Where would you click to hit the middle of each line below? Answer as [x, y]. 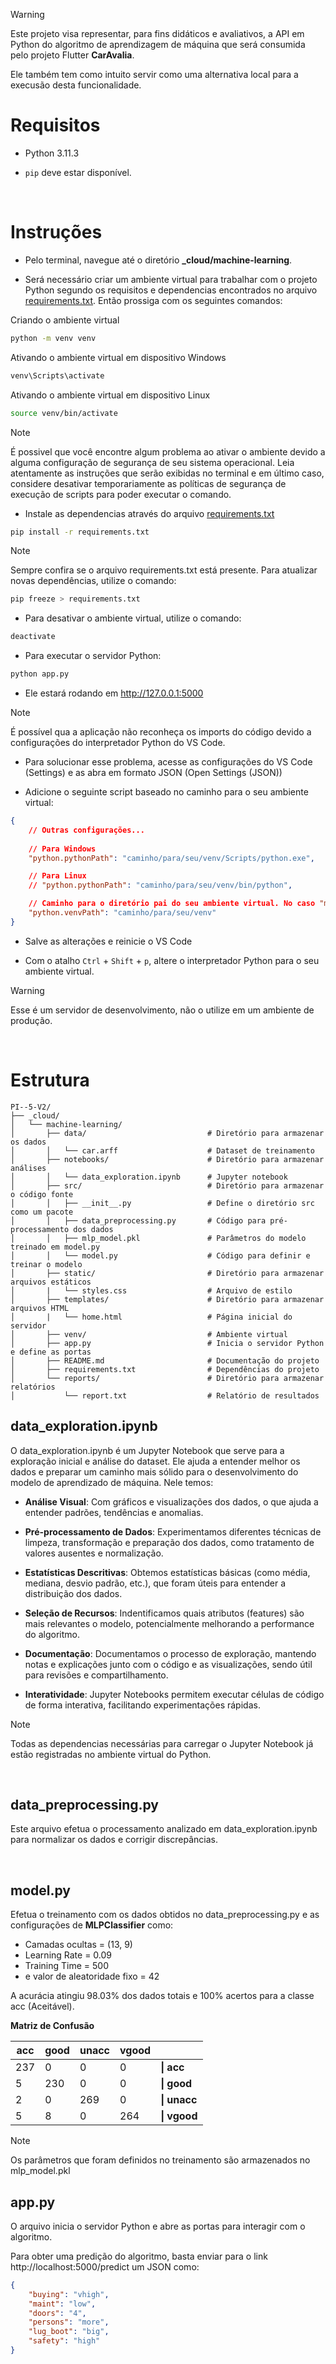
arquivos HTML [40, 1308]
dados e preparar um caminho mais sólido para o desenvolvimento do [154, 1471]
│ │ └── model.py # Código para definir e [160, 1255]
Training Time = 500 [66, 1966]
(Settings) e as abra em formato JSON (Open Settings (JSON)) [153, 772]
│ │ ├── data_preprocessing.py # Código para [138, 1220]
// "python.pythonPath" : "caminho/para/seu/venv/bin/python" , [160, 885]
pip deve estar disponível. [78, 172]
